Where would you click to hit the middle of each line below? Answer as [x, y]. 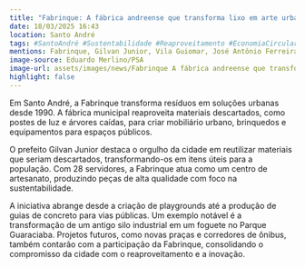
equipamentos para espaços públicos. [81, 132]
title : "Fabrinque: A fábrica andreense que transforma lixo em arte [144, 18]
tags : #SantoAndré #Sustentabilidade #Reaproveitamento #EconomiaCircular [154, 43]
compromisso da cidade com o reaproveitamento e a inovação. [128, 253]
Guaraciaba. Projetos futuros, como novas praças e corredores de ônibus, [148, 234]
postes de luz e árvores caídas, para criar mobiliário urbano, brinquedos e [148, 122]
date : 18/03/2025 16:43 [54, 26]
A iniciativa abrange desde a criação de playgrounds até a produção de [143, 205]
